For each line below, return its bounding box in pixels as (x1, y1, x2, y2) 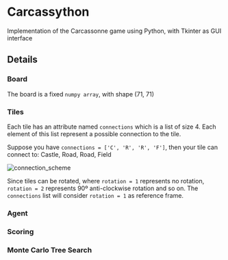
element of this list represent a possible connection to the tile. (7, 129, 181, 138)
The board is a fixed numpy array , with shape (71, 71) (7, 90, 155, 98)
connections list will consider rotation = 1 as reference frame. (7, 191, 183, 199)
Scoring (7, 226, 34, 236)
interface (7, 34, 33, 42)
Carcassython (7, 4, 90, 20)
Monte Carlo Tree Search (7, 245, 92, 255)
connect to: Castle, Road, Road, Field (7, 150, 112, 158)
